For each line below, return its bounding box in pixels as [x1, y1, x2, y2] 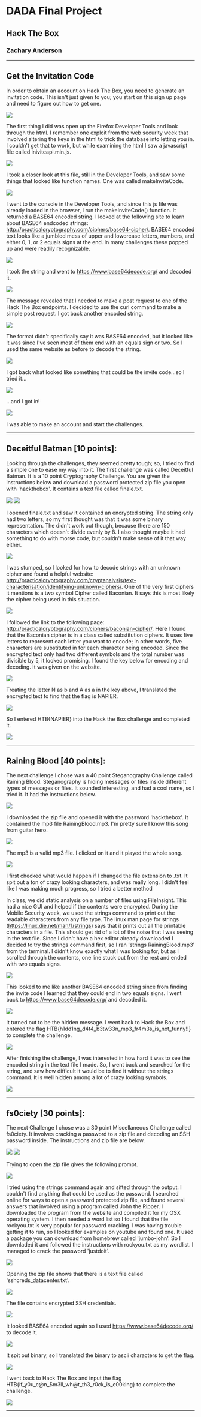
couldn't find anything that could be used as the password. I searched [6, 1190, 179, 1197]
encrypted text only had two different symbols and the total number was [6, 650, 184, 658]
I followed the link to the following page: [6, 618, 105, 625]
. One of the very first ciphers [121, 583, 194, 590]
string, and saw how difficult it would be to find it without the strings [6, 1067, 174, 1075]
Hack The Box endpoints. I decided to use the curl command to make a [6, 303, 181, 310]
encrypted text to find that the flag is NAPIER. [6, 692, 118, 700]
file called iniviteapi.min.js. [6, 148, 72, 155]
